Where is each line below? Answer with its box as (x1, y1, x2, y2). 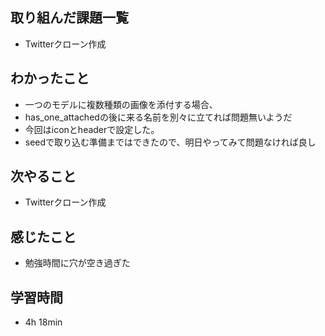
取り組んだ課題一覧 (10, 9, 129, 27)
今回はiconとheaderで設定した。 (24, 123, 160, 135)
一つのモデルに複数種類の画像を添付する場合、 (24, 98, 218, 110)
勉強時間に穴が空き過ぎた (24, 257, 131, 269)
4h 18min (24, 316, 63, 328)
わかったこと (10, 70, 90, 87)
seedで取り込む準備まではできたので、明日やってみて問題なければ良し (24, 136, 317, 148)
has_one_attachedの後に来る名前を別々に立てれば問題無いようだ (24, 111, 293, 123)
